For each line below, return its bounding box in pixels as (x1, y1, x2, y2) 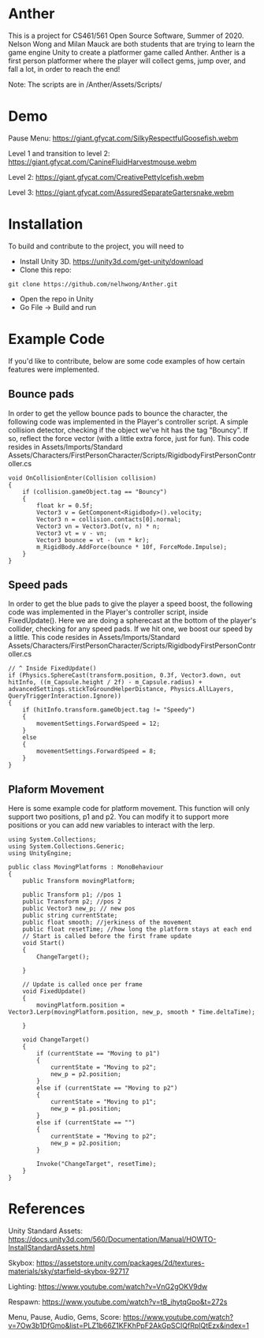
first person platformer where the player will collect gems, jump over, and (8, 56, 246, 65)
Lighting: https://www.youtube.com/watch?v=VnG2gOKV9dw (8, 1282, 208, 1291)
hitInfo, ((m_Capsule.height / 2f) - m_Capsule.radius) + (8, 678, 203, 686)
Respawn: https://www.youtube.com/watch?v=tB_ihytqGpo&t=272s (8, 1297, 228, 1306)
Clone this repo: (19, 265, 72, 275)
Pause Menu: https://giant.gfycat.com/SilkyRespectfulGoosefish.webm (8, 133, 239, 143)
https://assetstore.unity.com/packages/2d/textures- (35, 1258, 205, 1268)
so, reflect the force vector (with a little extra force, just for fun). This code (8, 433, 250, 443)
